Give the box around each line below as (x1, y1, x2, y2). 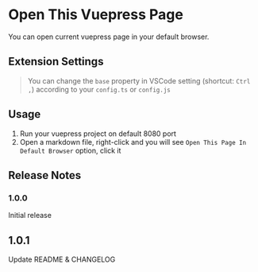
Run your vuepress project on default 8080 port (19, 129, 177, 138)
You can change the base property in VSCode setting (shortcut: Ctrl (27, 76, 251, 85)
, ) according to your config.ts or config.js (27, 84, 171, 94)
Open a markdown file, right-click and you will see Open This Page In (19, 137, 247, 146)
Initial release (8, 211, 52, 220)
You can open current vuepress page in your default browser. (8, 32, 210, 41)
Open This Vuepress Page (8, 6, 184, 24)
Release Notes (8, 169, 82, 182)
